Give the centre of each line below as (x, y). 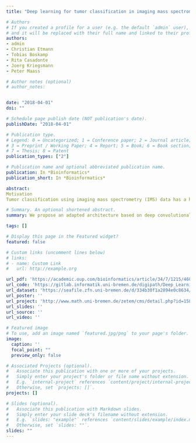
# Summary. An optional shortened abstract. (61, 210)
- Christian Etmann (30, 49)
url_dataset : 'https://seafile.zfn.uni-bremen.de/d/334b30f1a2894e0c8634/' (100, 290)
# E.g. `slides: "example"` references (57, 420)
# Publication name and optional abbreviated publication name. (86, 167)
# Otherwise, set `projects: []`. (50, 387)
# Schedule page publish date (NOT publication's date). (77, 119)
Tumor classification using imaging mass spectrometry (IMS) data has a (96, 200)
